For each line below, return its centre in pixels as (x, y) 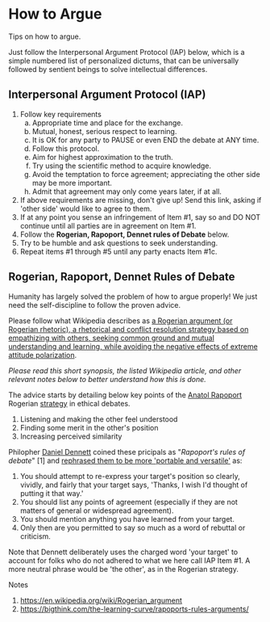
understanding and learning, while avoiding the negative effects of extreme (133, 346)
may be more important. (72, 183)
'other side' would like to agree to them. (86, 208)
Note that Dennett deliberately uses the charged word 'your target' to (123, 552)
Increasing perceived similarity (71, 436)
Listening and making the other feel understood (99, 419)
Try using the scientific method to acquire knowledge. (122, 166)
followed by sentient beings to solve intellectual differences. (108, 69)
